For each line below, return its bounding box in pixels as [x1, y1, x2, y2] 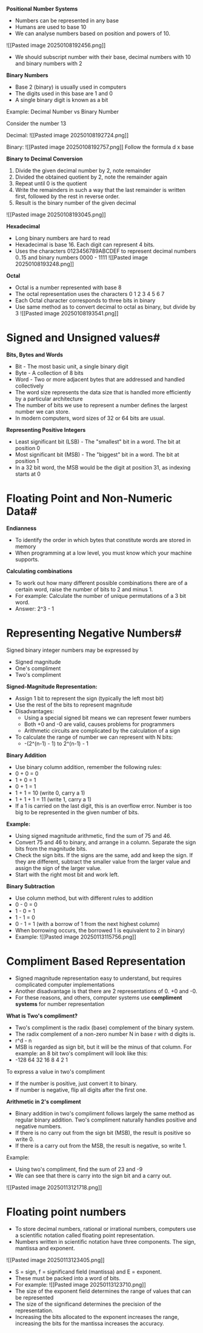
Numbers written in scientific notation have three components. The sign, [15, 1238, 196, 1245]
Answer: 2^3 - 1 [15, 605, 55, 612]
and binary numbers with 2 [15, 60, 83, 67]
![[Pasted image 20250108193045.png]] [6, 211, 106, 218]
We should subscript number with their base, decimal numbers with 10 [15, 53, 191, 60]
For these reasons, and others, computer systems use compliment [15, 993, 182, 1001]
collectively [15, 382, 44, 389]
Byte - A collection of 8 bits [15, 369, 84, 376]
